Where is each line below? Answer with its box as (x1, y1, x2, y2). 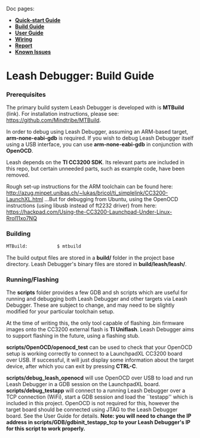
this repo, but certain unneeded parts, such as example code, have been (6, 165, 185, 172)
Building (6, 230, 31, 238)
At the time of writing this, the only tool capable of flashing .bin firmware (6, 319, 184, 326)
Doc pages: (6, 5, 35, 12)
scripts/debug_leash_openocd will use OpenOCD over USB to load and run (6, 374, 193, 381)
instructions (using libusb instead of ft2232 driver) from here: (6, 202, 157, 209)
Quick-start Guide (14, 17, 61, 23)
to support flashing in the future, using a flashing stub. (6, 332, 140, 339)
